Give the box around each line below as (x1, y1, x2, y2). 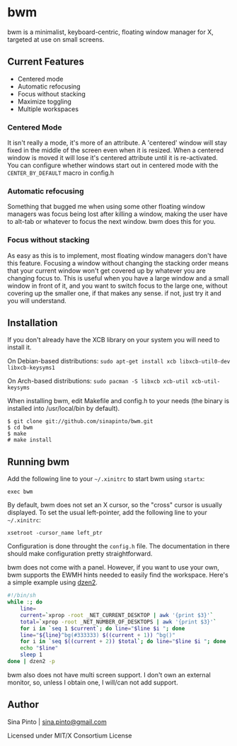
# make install (7, 436, 52, 443)
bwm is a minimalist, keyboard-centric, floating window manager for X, (7, 28, 214, 36)
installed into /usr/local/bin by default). (7, 405, 120, 413)
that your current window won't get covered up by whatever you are (7, 266, 207, 275)
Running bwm (7, 456, 69, 468)
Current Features (7, 56, 85, 68)
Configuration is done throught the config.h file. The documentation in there (7, 542, 230, 550)
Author (7, 699, 39, 711)
